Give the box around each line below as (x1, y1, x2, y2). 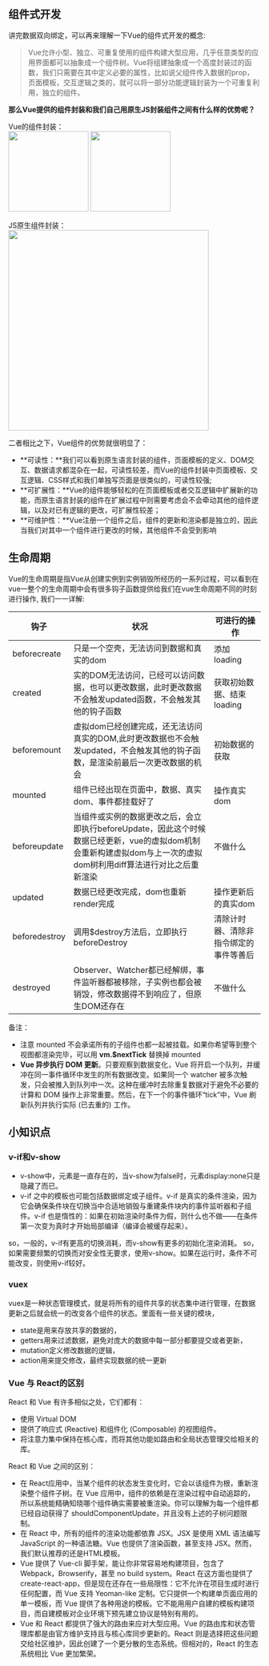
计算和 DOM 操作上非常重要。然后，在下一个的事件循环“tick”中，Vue (19, 1089, 248, 1099)
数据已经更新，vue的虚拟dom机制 (73, 835, 201, 846)
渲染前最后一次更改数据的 (97, 756, 195, 768)
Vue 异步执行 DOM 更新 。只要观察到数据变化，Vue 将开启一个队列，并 (19, 1060, 254, 1069)
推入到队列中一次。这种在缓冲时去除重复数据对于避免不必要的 (54, 1080, 259, 1089)
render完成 (73, 898, 114, 909)
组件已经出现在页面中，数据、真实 (73, 784, 203, 795)
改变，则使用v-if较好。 (14, 1259, 90, 1268)
